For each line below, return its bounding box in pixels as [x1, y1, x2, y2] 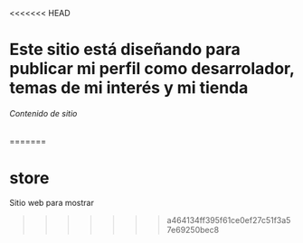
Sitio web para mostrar [9, 198, 95, 209]
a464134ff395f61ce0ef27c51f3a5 [166, 215, 291, 226]
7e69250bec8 [166, 225, 220, 236]
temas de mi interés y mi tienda [9, 78, 249, 98]
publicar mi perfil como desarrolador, [9, 59, 295, 79]
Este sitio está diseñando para [9, 40, 241, 60]
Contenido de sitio [9, 107, 78, 118]
